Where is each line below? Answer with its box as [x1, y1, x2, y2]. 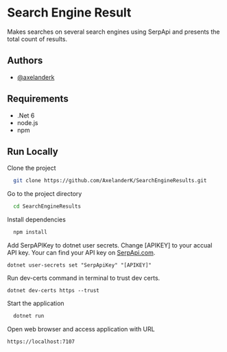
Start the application [7, 299, 64, 307]
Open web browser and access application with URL [7, 324, 156, 333]
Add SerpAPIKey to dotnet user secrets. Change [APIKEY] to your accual [7, 241, 213, 249]
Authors [7, 55, 43, 67]
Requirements [7, 93, 69, 104]
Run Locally [7, 146, 58, 157]
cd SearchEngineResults [13, 203, 81, 210]
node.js [16, 118, 39, 126]
